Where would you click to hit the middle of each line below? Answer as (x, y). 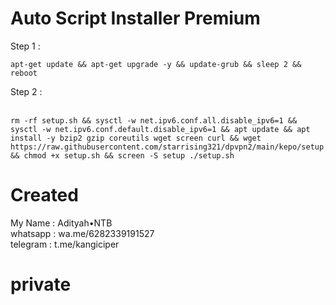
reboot (24, 73)
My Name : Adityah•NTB (61, 223)
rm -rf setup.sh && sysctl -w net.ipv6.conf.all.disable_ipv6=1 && (154, 120)
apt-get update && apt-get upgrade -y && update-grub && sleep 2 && (156, 64)
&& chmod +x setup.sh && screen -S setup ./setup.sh (122, 155)
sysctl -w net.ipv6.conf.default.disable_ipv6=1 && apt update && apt (160, 129)
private (41, 284)
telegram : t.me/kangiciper (65, 244)
